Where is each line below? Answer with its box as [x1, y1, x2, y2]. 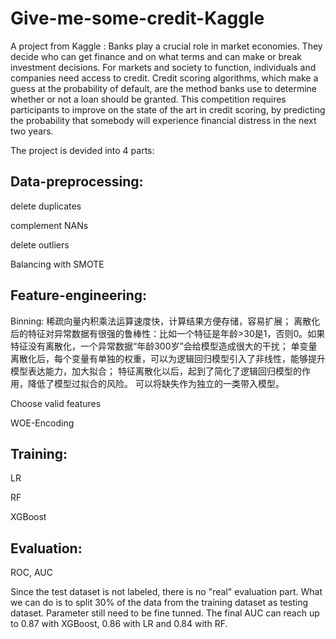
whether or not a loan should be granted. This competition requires [10, 93, 287, 105]
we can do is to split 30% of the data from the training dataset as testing [10, 597, 309, 609]
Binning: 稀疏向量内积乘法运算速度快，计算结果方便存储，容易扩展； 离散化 [10, 315, 321, 327]
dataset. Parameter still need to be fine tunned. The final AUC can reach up [10, 607, 320, 619]
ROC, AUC [10, 567, 53, 579]
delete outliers [10, 238, 70, 251]
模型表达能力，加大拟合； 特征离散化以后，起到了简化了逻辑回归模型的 [10, 365, 302, 377]
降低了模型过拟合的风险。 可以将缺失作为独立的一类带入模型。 [27, 377, 285, 389]
